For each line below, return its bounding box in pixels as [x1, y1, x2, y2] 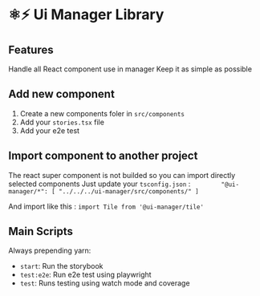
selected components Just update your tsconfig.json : [8, 179, 191, 189]
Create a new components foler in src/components [19, 108, 185, 118]
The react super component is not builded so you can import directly [8, 170, 236, 180]
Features [8, 43, 54, 56]
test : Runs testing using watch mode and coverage [19, 278, 190, 288]
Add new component [8, 87, 115, 101]
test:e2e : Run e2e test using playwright [19, 270, 152, 280]
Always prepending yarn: [8, 245, 91, 256]
